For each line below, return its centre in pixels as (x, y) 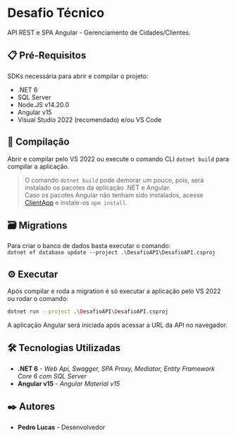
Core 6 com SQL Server (52, 376)
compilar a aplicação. (38, 166)
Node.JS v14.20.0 (43, 104)
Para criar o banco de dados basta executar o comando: (89, 246)
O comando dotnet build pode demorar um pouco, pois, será (114, 180)
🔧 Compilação (38, 142)
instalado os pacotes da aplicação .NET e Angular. (98, 187)
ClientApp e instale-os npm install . (76, 202)
